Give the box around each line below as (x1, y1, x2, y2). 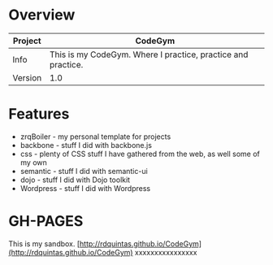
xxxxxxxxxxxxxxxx (134, 247, 197, 257)
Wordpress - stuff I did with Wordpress (19, 183, 151, 193)
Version (12, 72, 42, 83)
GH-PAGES (8, 212, 84, 231)
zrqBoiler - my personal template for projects (19, 132, 171, 141)
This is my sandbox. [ (8, 238, 80, 249)
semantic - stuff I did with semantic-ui (19, 166, 148, 176)
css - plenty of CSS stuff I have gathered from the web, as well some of (19, 149, 260, 159)
